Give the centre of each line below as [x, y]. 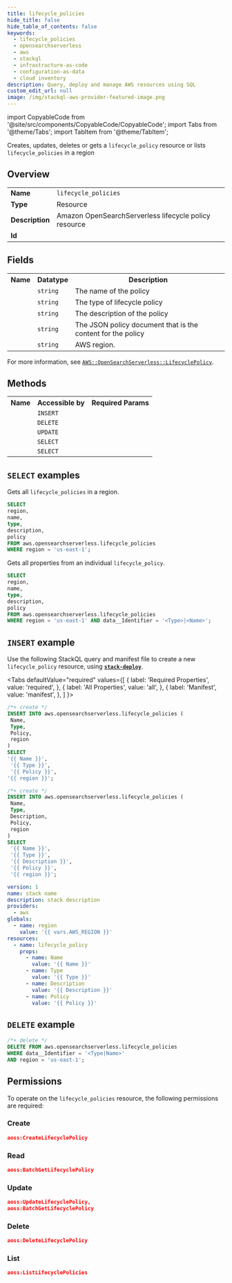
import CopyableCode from [46, 117]
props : [29, 951]
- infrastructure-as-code [51, 65]
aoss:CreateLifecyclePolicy [48, 1137]
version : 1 [23, 887]
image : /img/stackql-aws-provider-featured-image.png [86, 98]
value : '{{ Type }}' [61, 977]
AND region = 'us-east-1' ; [46, 1060]
